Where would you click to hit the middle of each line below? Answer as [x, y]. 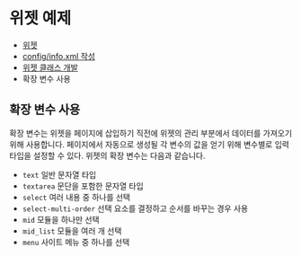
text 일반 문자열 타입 [59, 174]
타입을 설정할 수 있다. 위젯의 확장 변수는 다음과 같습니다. [107, 155]
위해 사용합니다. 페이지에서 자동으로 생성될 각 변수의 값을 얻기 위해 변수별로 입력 [150, 144]
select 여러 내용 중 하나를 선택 [76, 197]
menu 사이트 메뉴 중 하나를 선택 [76, 242]
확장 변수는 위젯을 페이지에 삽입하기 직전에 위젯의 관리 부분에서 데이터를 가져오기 [151, 133]
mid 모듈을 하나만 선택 [61, 219]
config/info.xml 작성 [59, 56]
